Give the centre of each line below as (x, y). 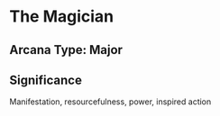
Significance (46, 80)
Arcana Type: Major (66, 50)
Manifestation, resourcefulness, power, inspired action (110, 102)
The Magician (62, 17)
